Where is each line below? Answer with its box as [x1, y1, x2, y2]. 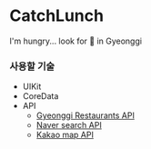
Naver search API [35, 120, 102, 131]
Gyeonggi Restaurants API [35, 110, 135, 121]
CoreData [22, 91, 59, 102]
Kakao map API [35, 129, 94, 141]
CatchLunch [9, 5, 105, 26]
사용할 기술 [9, 60, 55, 73]
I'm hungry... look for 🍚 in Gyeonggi [9, 35, 143, 46]
